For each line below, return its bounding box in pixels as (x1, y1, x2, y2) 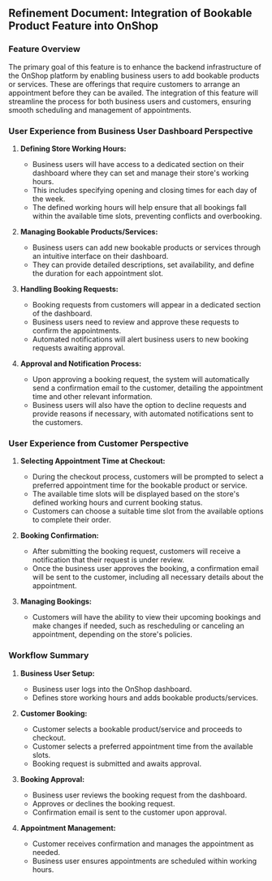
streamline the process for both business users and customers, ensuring (8, 97, 252, 106)
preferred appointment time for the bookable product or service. (32, 480, 248, 490)
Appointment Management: (19, 823, 116, 832)
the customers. (32, 417, 84, 427)
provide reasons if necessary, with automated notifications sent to (32, 409, 254, 419)
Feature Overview (8, 44, 81, 55)
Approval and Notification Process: (19, 359, 142, 368)
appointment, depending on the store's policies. (32, 630, 193, 639)
